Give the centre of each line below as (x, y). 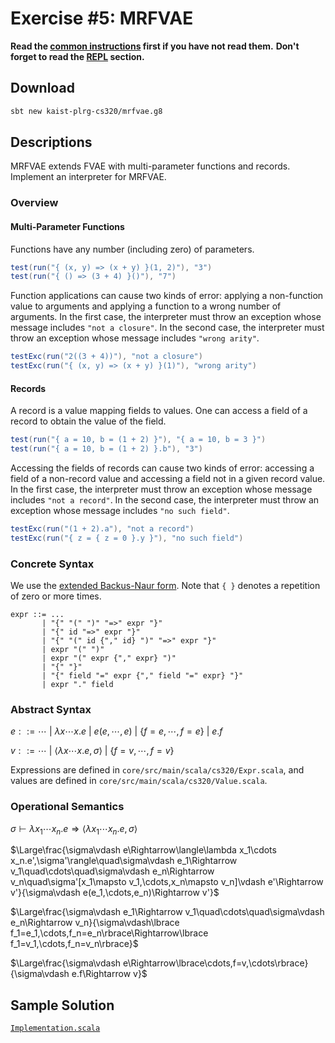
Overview (34, 203)
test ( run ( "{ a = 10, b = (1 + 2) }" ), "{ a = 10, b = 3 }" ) (138, 440)
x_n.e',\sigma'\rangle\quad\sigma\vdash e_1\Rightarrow (124, 861)
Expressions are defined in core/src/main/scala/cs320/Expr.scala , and (157, 770)
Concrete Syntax (52, 564)
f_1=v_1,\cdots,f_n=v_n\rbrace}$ (74, 944)
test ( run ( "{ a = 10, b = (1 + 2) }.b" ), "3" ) (106, 449)
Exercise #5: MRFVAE (102, 18)
